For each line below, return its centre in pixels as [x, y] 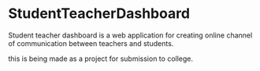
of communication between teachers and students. [91, 43]
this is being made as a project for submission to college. [101, 59]
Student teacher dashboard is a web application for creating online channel [130, 35]
